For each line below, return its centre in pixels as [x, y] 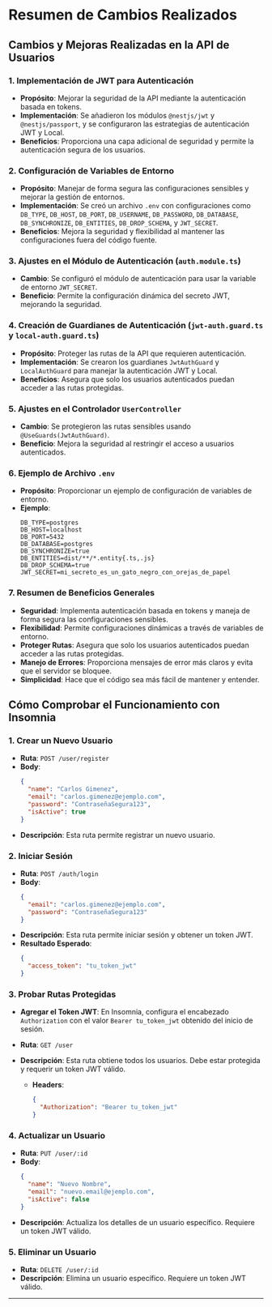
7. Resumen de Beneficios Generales [82, 593]
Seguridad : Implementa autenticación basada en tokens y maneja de [135, 610]
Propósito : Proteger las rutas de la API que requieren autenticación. [133, 353]
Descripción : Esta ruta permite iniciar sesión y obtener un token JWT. [136, 935]
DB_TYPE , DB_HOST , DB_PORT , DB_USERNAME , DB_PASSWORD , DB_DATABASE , [129, 214]
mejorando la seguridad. [61, 305]
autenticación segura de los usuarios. [83, 149]
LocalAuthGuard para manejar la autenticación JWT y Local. [119, 370]
